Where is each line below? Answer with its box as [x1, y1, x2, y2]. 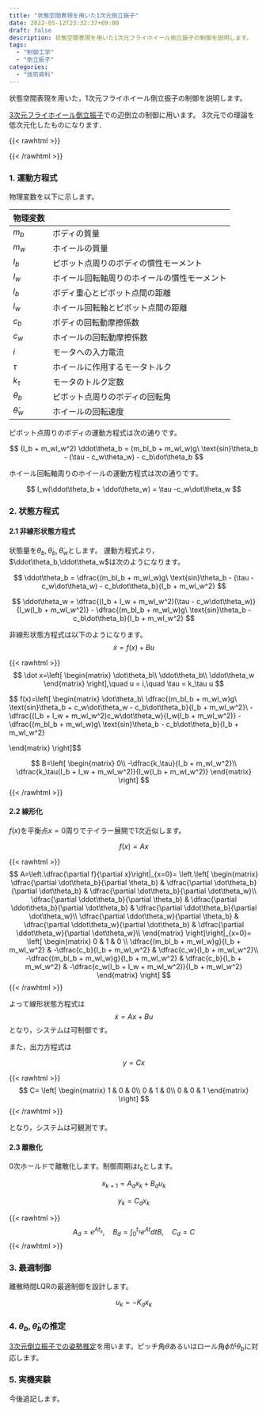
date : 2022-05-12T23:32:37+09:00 [9, 19, 120, 27]
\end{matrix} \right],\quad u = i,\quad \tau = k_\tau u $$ [43, 679, 225, 688]
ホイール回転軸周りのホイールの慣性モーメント [52, 272, 227, 283]
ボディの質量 [52, 227, 100, 238]
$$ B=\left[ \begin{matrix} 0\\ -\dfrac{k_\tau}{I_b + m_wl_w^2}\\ [31, 758, 237, 768]
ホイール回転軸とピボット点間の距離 [52, 302, 188, 313]
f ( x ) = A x [119, 842, 149, 851]
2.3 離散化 [9, 1142, 43, 1152]
